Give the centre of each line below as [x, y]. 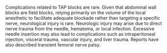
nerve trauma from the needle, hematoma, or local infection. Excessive [80, 29]
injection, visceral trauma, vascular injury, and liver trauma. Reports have [82, 39]
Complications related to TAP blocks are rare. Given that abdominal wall [81, 7]
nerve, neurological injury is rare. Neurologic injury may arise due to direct [84, 23]
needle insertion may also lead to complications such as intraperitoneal [80, 34]
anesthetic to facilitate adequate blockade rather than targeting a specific [83, 18]
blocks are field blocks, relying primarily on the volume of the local [76, 13]
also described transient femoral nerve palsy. [53, 45]
